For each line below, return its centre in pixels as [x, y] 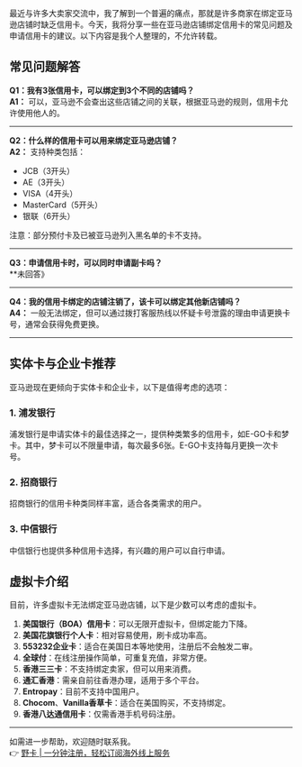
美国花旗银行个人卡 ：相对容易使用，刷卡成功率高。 [117, 635]
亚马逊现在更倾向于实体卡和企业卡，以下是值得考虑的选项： [120, 387]
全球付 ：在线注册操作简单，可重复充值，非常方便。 [117, 658]
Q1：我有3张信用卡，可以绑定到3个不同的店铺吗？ [102, 90]
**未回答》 [29, 274]
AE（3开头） [46, 182]
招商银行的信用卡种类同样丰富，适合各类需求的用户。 [108, 504]
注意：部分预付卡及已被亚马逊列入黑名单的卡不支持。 [108, 235]
